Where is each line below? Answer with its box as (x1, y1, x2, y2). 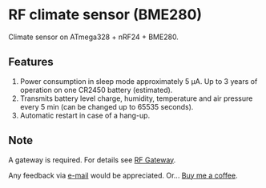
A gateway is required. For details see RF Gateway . (8, 154, 176, 165)
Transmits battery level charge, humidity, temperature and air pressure (19, 94, 253, 103)
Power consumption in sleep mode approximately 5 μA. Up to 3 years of (19, 76, 258, 86)
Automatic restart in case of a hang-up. (19, 110, 151, 120)
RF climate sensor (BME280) (8, 6, 203, 24)
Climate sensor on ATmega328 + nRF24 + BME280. (8, 32, 179, 42)
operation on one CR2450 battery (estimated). (19, 85, 173, 94)
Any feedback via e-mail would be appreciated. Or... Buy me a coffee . (8, 170, 238, 180)
